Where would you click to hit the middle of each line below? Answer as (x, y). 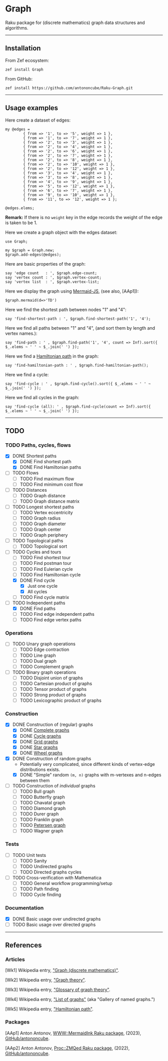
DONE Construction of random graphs (52, 758)
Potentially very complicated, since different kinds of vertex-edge (87, 764)
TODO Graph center (40, 529)
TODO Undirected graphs (46, 866)
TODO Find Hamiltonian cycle (50, 575)
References (23, 945)
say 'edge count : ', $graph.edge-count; (51, 273)
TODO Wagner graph (41, 831)
